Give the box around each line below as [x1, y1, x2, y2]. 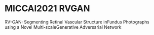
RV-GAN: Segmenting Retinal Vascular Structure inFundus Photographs [4, 19, 150, 25]
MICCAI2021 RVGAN [4, 3, 90, 14]
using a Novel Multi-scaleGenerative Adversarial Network [4, 24, 121, 30]
